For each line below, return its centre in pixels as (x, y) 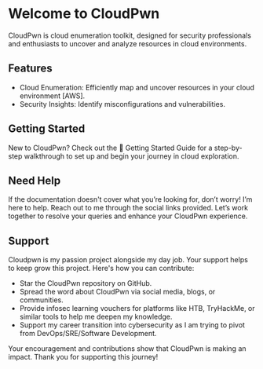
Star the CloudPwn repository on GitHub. (86, 283)
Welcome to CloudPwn (84, 14)
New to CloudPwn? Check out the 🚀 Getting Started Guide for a (110, 148)
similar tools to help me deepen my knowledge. (96, 317)
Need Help (35, 180)
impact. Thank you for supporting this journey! (83, 357)
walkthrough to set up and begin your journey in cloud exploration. (131, 156)
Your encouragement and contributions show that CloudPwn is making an (127, 349)
